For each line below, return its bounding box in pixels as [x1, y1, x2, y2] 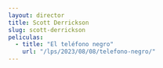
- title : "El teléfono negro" [15, 41, 114, 48]
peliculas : [8, 33, 44, 41]
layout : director [8, 11, 65, 20]
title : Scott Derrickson [8, 19, 89, 27]
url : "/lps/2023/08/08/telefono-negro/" [22, 48, 156, 55]
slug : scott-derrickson [8, 26, 86, 34]
